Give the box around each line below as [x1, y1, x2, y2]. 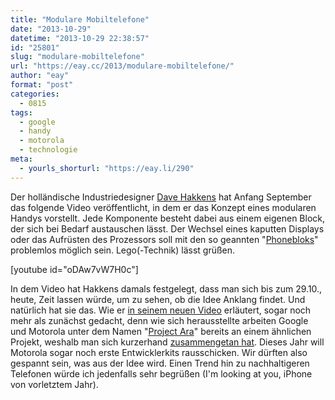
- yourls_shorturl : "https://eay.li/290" [19, 163, 195, 173]
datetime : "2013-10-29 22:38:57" [10, 33, 150, 43]
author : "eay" [10, 71, 70, 81]
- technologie [19, 145, 78, 155]
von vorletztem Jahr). [10, 378, 99, 390]
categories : [10, 89, 60, 99]
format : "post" [10, 80, 74, 90]
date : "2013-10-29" [10, 24, 92, 34]
